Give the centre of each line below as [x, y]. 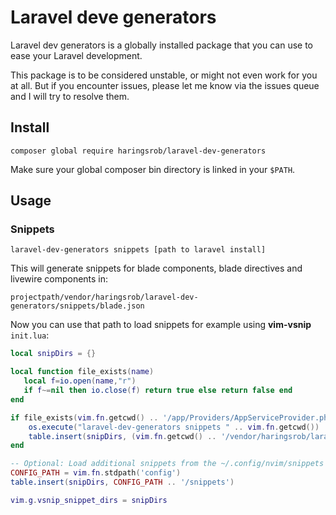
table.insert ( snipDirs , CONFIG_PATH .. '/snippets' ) [122, 482]
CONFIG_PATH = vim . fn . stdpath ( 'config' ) [96, 473]
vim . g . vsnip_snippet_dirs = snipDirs [89, 500]
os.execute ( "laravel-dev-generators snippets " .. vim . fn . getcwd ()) [174, 427]
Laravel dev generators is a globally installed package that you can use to [161, 45]
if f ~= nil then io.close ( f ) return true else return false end [158, 391]
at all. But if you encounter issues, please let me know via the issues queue [165, 85]
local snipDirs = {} [53, 354]
